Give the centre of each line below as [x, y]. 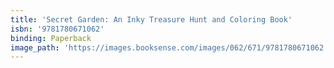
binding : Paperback [51, 38]
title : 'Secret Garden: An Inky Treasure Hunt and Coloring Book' [151, 19]
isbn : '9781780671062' [57, 29]
